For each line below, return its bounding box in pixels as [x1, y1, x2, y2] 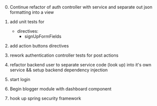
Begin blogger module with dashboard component [9, 86, 112, 92]
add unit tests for [9, 19, 45, 24]
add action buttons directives [9, 43, 69, 48]
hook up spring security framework [9, 95, 81, 101]
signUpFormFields [24, 34, 62, 39]
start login [9, 77, 30, 82]
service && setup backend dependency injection [9, 67, 108, 73]
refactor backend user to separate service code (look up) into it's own [9, 62, 152, 67]
